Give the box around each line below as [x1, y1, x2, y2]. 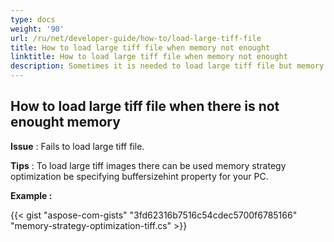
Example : [10, 189, 53, 201]
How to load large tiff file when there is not [10, 98, 280, 115]
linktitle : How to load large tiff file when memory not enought [10, 52, 288, 62]
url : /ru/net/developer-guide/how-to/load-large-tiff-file [10, 33, 262, 43]
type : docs [10, 14, 56, 25]
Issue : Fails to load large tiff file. [10, 140, 145, 152]
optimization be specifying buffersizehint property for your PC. [10, 170, 269, 182]
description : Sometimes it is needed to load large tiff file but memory [10, 61, 325, 71]
